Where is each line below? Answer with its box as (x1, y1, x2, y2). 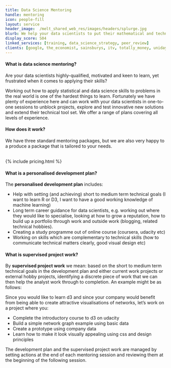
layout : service (5, 21, 40, 27)
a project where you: (5, 305, 49, 311)
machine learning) (12, 202, 51, 208)
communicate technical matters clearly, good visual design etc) (12, 240, 146, 246)
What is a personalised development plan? (5, 170, 98, 176)
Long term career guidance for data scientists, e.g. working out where (12, 207, 160, 214)
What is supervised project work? (5, 251, 78, 258)
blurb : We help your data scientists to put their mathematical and (5, 31, 154, 36)
